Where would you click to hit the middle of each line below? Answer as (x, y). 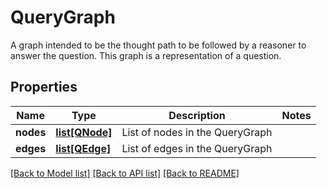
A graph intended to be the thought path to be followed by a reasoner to (158, 45)
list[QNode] (84, 132)
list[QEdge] (83, 148)
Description (197, 115)
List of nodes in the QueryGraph (197, 132)
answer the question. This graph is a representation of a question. (146, 55)
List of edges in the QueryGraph (197, 148)
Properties (44, 87)
